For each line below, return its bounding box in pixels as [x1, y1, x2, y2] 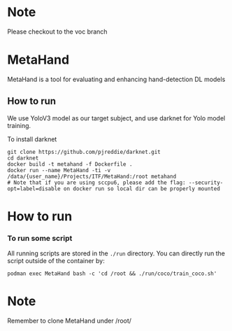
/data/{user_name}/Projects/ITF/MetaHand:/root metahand [7, 173, 177, 180]
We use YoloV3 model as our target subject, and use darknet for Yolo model [7, 113, 226, 122]
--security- [188, 179, 224, 186]
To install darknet [7, 134, 57, 143]
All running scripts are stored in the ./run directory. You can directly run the [7, 249, 226, 258]
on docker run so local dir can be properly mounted [63, 185, 220, 192]
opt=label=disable [7, 185, 61, 192]
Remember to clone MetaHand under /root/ [7, 316, 131, 325]
